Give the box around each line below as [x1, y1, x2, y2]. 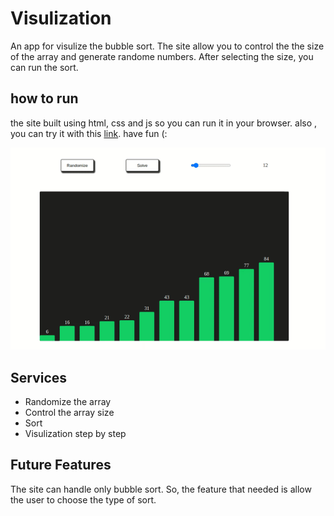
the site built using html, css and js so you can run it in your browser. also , [10, 117, 318, 129]
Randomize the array [24, 395, 112, 407]
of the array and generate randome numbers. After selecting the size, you [10, 50, 314, 62]
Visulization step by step [24, 427, 127, 439]
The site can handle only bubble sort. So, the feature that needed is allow [10, 483, 312, 495]
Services [10, 369, 68, 386]
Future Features [10, 457, 112, 474]
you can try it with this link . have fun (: [10, 127, 168, 139]
